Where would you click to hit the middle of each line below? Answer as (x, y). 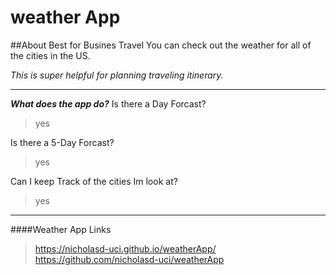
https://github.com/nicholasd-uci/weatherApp (129, 259)
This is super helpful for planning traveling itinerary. (117, 75)
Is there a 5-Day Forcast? (62, 142)
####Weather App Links (61, 229)
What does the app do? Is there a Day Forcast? (108, 103)
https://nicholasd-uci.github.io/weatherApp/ (125, 248)
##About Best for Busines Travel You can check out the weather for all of (161, 45)
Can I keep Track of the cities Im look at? (94, 181)
